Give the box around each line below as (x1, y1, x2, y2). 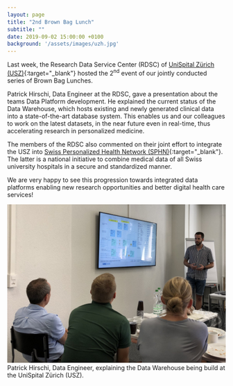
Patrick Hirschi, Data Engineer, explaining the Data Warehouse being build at (7, 363, 225, 371)
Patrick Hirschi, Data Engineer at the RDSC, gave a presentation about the (7, 90, 218, 98)
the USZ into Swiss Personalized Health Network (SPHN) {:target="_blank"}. (7, 147, 223, 156)
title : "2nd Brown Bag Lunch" (7, 18, 95, 26)
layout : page (7, 11, 45, 18)
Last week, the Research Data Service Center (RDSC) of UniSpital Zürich (7, 60, 215, 69)
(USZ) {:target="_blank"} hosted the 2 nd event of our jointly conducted (7, 68, 207, 77)
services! (7, 190, 33, 199)
